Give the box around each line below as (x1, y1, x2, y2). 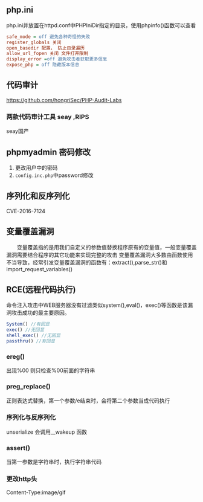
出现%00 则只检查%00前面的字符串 (6, 367, 95, 374)
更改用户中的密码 (14, 164, 58, 171)
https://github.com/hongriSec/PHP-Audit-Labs (6, 96, 122, 103)
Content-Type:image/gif (6, 489, 66, 496)
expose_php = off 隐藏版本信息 (6, 62, 80, 68)
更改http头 (6, 475, 37, 483)
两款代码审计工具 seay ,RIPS (6, 112, 89, 121)
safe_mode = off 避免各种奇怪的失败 (6, 33, 91, 40)
